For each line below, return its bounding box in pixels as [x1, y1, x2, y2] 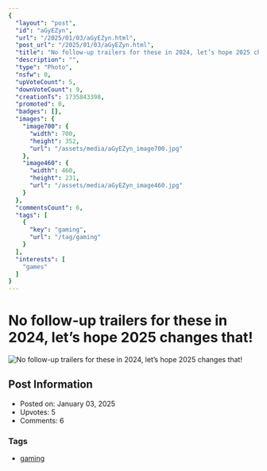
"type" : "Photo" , [15, 64, 73, 71]
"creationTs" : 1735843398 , [15, 93, 105, 101]
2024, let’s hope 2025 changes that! [8, 329, 253, 346]
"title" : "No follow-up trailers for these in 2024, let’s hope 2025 [15, 48, 250, 56]
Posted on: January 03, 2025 [19, 399, 116, 408]
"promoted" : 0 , [15, 100, 66, 108]
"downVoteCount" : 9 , [15, 85, 83, 94]
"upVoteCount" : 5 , [15, 78, 77, 86]
